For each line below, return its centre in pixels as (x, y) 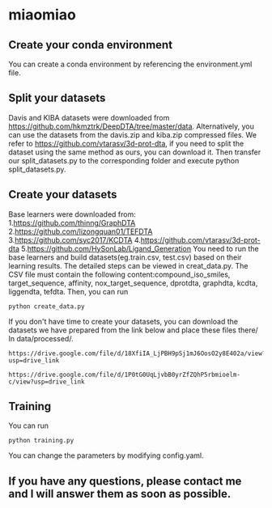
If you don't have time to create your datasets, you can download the (123, 321)
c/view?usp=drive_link (47, 382)
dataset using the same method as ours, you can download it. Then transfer (135, 152)
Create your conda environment (90, 45)
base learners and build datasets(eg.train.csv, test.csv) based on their (125, 257)
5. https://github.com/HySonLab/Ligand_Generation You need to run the (140, 248)
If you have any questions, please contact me (125, 481)
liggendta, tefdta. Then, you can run (68, 291)
